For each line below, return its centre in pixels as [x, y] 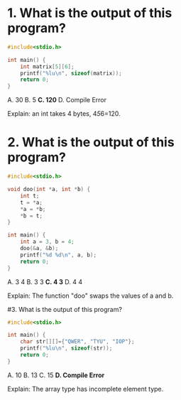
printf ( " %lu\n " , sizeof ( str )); [66, 348]
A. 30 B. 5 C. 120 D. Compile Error [57, 100]
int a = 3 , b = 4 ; [47, 242]
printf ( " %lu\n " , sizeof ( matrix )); [71, 73]
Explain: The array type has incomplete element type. [86, 389]
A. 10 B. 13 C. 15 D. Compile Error [56, 375]
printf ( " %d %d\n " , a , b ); [59, 255]
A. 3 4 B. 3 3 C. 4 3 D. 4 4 [45, 281]
